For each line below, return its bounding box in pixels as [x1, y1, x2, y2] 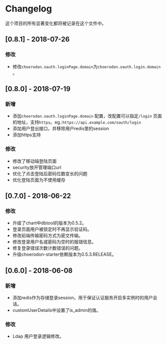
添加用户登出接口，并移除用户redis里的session [12, 126, 109, 132]
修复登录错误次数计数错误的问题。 [12, 245, 83, 251]
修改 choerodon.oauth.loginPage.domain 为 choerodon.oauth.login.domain [12, 63, 161, 69]
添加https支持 [12, 132, 41, 138]
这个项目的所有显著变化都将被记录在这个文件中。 [5, 20, 106, 26]
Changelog [5, 3, 52, 15]
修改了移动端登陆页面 [12, 158, 57, 164]
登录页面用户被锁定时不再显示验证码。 [12, 226, 92, 233]
